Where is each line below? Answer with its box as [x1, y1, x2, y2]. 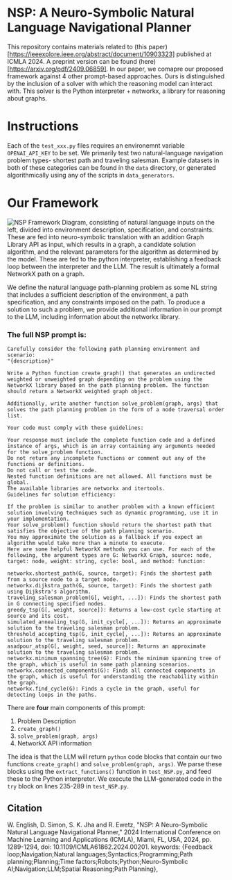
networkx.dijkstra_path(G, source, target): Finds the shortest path [7, 583, 213, 589]
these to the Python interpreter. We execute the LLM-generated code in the [7, 775, 222, 783]
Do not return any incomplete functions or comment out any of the [7, 455, 206, 462]
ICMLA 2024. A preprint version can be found [7, 57, 137, 65]
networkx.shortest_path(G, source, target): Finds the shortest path [7, 570, 213, 577]
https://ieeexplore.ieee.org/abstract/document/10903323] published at [9, 50, 212, 58]
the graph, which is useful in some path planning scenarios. [7, 661, 190, 668]
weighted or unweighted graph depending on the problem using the [7, 376, 203, 383]
